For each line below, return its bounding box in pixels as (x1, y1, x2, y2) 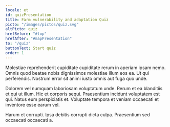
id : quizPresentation (5, 12, 52, 17)
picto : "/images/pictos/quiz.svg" (5, 22, 79, 27)
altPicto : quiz (5, 27, 38, 32)
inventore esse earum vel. (5, 101, 60, 108)
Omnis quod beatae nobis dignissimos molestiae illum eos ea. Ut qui (5, 70, 150, 76)
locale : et (5, 7, 29, 13)
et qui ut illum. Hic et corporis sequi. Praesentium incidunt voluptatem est (5, 91, 160, 97)
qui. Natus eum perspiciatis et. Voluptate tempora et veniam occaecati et (5, 96, 159, 102)
